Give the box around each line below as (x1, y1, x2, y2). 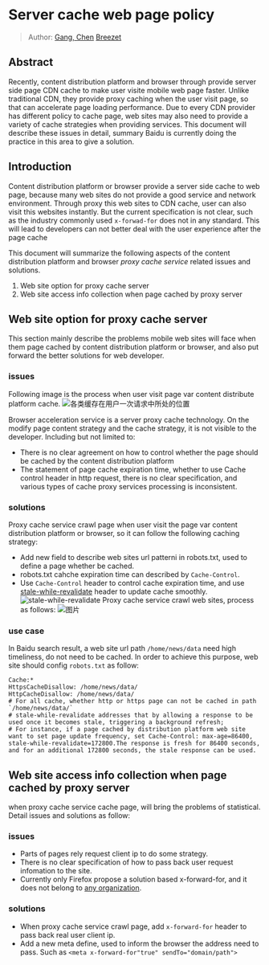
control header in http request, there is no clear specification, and (19, 472, 238, 483)
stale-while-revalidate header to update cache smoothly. (19, 587, 208, 596)
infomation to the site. (19, 866, 92, 876)
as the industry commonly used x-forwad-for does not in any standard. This (8, 215, 260, 225)
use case (8, 625, 45, 636)
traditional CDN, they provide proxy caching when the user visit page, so (8, 94, 249, 104)
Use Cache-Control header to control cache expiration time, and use (19, 578, 245, 587)
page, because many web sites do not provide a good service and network (8, 190, 256, 199)
